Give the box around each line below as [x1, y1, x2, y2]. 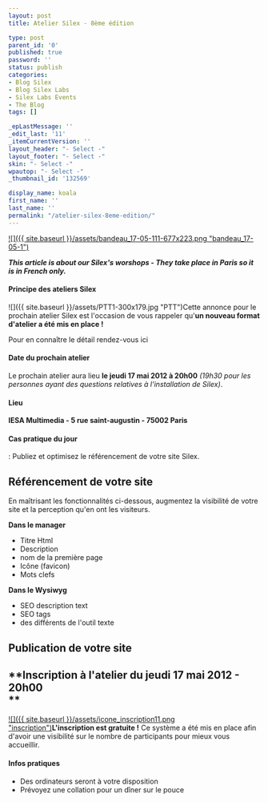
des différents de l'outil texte [19, 618, 114, 627]
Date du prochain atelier [8, 353, 90, 363]
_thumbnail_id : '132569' [8, 175, 91, 183]
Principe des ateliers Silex [8, 284, 97, 294]
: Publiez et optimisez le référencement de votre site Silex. [8, 452, 200, 461]
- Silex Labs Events [8, 93, 78, 101]
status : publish [8, 63, 62, 72]
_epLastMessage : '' [8, 123, 74, 131]
